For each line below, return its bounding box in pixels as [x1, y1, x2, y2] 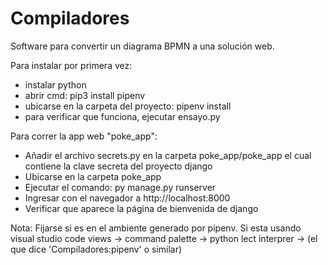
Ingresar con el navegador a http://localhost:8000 [24, 192, 231, 204]
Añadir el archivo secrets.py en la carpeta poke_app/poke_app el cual [24, 149, 312, 161]
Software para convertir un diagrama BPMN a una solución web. [10, 40, 275, 52]
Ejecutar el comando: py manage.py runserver [24, 181, 217, 193]
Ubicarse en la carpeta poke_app [24, 170, 162, 182]
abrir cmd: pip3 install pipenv [24, 89, 146, 101]
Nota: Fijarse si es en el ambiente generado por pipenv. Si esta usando [10, 222, 302, 234]
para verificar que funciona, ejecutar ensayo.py [24, 110, 221, 122]
